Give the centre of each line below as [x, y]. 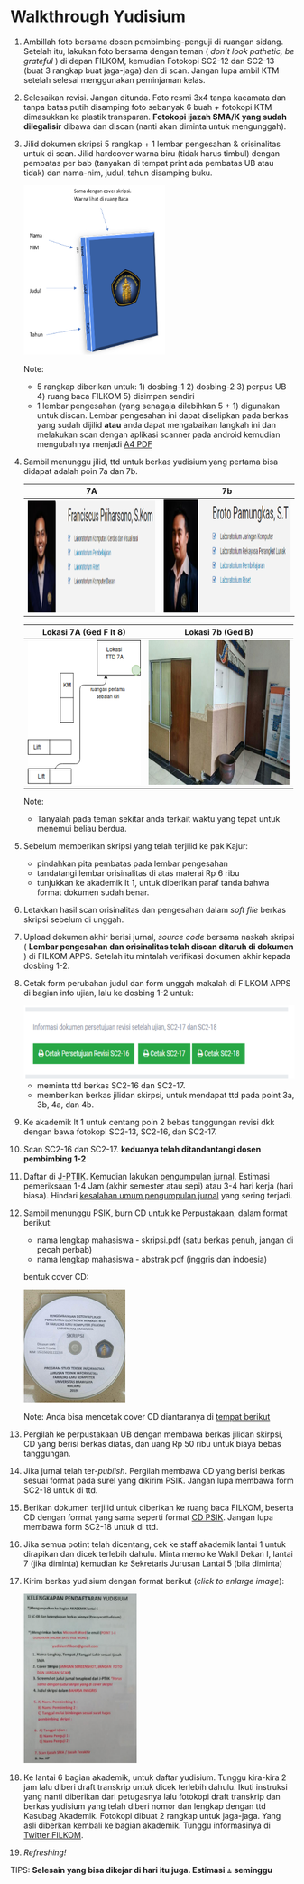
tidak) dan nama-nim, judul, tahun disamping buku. [118, 173]
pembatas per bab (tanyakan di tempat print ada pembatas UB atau [148, 163]
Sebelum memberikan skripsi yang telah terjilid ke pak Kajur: [136, 846]
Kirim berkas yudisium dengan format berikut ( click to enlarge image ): [154, 1581]
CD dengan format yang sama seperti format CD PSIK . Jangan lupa [148, 1517]
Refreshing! [45, 1852]
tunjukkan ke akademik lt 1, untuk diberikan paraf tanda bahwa [153, 883]
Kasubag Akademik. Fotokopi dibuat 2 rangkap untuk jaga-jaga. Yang [152, 1816]
